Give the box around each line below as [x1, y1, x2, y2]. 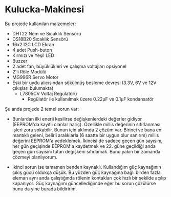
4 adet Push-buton [12, 47, 52, 53]
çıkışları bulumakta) [12, 85, 54, 91]
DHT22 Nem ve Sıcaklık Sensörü [12, 30, 81, 36]
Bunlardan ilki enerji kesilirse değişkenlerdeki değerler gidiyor [12, 115, 142, 122]
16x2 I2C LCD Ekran [12, 41, 55, 47]
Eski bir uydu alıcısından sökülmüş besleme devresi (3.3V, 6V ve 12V [12, 80, 157, 86]
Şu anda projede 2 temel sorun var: [5, 106, 79, 112]
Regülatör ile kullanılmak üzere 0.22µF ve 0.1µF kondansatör [27, 96, 154, 102]
